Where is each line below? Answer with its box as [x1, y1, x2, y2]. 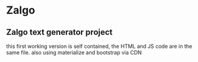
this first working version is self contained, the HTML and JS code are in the [6, 43, 193, 50]
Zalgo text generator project [6, 27, 113, 37]
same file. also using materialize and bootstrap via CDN [6, 49, 142, 56]
